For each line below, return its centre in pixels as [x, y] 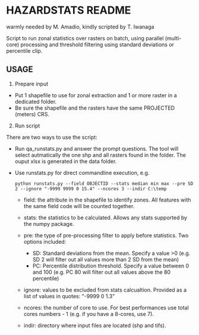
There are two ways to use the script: [52, 137]
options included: [45, 241]
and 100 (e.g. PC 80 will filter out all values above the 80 [102, 272]
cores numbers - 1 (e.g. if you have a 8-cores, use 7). [89, 314]
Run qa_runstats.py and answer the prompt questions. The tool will [97, 148]
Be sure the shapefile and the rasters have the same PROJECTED [95, 108]
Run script [27, 126]
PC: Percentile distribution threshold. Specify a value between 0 [111, 266]
